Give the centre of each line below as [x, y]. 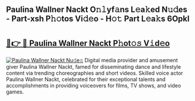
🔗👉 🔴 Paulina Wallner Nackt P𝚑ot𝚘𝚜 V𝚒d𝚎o [88, 43]
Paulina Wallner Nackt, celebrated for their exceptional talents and [86, 79]
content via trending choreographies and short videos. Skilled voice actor [95, 73]
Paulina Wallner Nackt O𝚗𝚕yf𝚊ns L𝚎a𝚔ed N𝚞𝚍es [97, 10]
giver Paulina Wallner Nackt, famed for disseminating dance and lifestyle [94, 67]
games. [15, 92]
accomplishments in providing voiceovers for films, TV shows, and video [94, 85]
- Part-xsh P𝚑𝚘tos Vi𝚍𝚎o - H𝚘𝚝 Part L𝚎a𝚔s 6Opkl [98, 19]
